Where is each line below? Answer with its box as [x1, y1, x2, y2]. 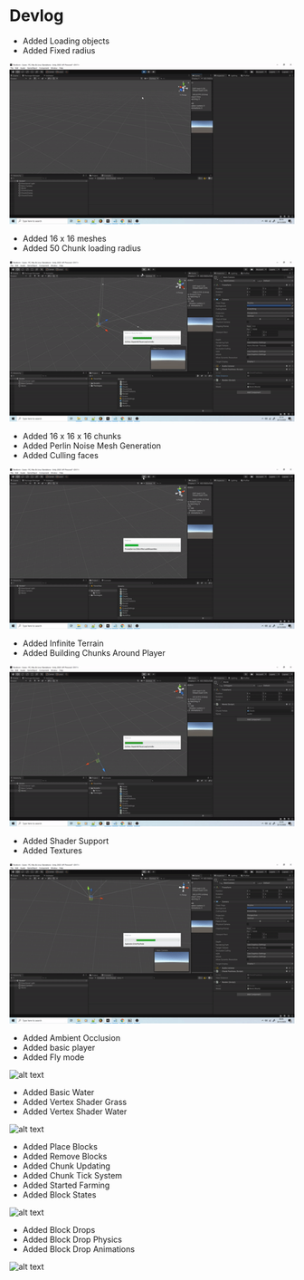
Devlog [9, 5, 64, 26]
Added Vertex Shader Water [22, 1106, 128, 1117]
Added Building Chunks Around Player [22, 647, 166, 658]
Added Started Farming [22, 1179, 110, 1191]
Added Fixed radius [22, 44, 96, 55]
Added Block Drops [22, 1225, 96, 1236]
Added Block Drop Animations [22, 1244, 136, 1255]
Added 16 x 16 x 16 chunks [22, 430, 122, 441]
